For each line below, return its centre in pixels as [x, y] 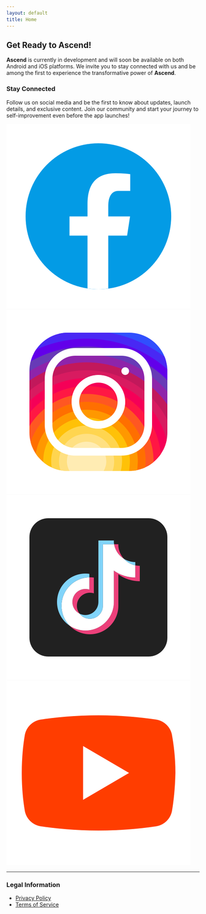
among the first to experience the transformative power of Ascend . [91, 73]
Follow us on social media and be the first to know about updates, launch [99, 102]
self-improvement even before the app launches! [68, 115]
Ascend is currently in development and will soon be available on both [95, 60]
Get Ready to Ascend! [49, 45]
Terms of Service [37, 904]
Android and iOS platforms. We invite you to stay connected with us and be [101, 66]
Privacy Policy [33, 898]
